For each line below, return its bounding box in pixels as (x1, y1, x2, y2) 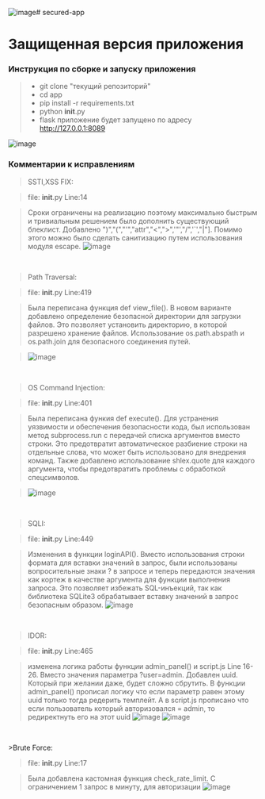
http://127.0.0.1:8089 (39, 124, 105, 133)
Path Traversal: (27, 272, 78, 282)
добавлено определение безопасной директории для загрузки (27, 311, 241, 321)
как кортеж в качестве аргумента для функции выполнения (27, 574, 231, 584)
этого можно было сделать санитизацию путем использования (27, 232, 243, 242)
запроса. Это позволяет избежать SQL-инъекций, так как (27, 583, 222, 593)
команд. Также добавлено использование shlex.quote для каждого (27, 455, 256, 465)
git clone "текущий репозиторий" (39, 82, 151, 91)
